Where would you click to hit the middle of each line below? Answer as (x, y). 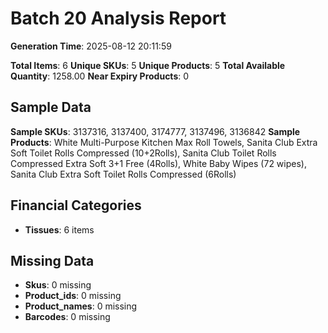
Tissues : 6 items (59, 229)
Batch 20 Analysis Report (118, 18)
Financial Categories (76, 205)
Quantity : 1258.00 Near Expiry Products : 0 (100, 76)
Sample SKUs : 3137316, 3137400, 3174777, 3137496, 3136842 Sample (155, 131)
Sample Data (51, 107)
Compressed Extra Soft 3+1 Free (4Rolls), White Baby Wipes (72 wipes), (158, 163)
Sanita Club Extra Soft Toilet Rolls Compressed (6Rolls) (123, 174)
